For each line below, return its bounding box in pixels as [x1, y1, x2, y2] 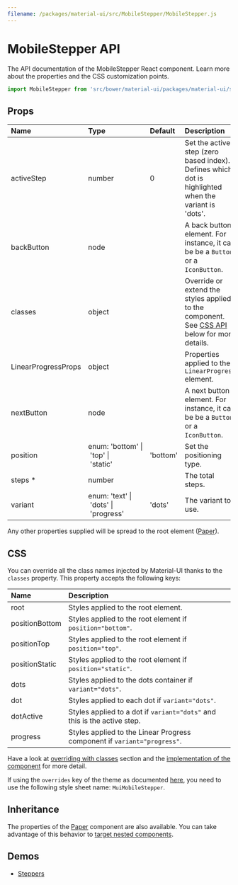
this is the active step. [68, 716, 141, 726]
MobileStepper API [7, 40, 120, 57]
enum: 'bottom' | [88, 442, 143, 452]
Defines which [184, 164, 232, 174]
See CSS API [184, 320, 227, 330]
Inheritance [7, 804, 59, 816]
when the [184, 191, 216, 201]
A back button [184, 220, 232, 230]
